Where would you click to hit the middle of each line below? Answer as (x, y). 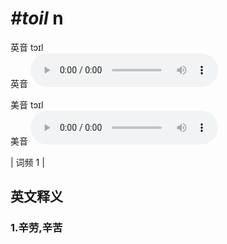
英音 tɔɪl (27, 47)
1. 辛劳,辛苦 (36, 228)
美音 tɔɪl (27, 104)
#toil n (37, 18)
